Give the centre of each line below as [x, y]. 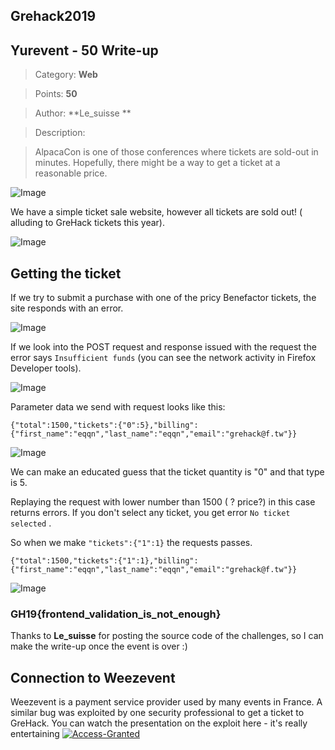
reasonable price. [71, 173]
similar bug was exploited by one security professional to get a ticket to [157, 713]
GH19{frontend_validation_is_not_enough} [116, 614]
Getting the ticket [66, 273]
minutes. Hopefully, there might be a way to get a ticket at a [157, 163]
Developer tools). [46, 368]
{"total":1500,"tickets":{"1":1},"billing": [104, 561]
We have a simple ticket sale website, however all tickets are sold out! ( [156, 212]
